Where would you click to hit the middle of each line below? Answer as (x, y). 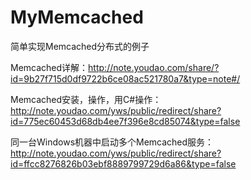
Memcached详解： (49, 67)
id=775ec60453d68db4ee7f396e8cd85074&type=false (125, 121)
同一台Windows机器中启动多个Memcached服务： (112, 142)
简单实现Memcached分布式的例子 (80, 46)
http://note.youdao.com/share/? (154, 67)
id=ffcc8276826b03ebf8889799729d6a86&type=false (123, 163)
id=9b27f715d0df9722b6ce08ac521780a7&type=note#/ (125, 78)
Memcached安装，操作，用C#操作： (86, 99)
